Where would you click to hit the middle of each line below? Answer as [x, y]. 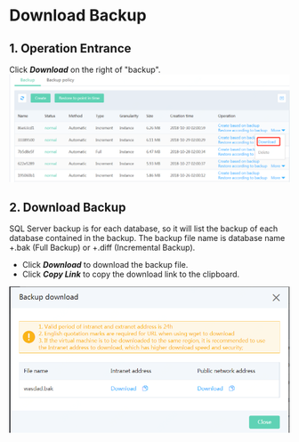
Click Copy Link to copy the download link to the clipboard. [131, 274]
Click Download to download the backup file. [105, 265]
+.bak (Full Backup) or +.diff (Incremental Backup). [102, 248]
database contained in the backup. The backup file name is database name [147, 238]
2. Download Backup [68, 207]
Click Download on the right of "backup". [85, 69]
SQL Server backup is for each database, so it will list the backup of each [144, 229]
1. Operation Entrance [70, 48]
